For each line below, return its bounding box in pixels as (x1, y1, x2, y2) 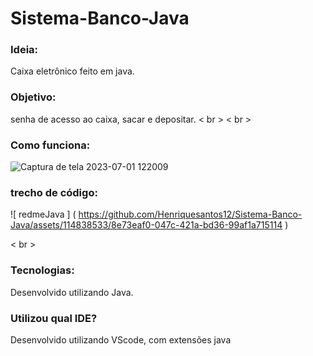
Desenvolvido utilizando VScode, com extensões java (10, 333, 232, 346)
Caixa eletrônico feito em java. (10, 65, 135, 77)
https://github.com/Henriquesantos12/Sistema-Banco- (78, 208, 303, 221)
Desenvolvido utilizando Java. (10, 286, 134, 298)
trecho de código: (10, 186, 98, 199)
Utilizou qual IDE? (10, 311, 98, 325)
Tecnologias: (10, 263, 75, 277)
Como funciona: (10, 138, 91, 152)
